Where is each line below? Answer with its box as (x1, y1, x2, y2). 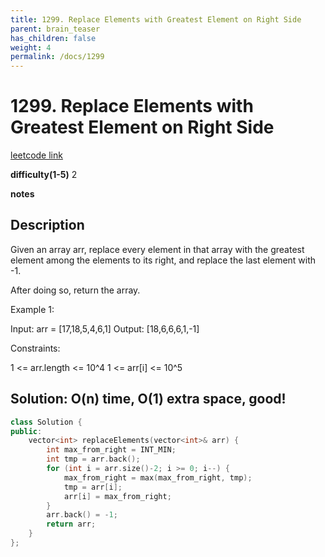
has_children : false (10, 33, 97, 43)
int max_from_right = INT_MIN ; (46, 445, 177, 455)
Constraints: (10, 342, 61, 354)
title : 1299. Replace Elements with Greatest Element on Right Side (10, 14, 302, 25)
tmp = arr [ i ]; (63, 482, 123, 492)
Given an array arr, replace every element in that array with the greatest (10, 243, 305, 255)
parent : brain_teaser (10, 24, 101, 34)
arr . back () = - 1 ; (46, 510, 118, 520)
